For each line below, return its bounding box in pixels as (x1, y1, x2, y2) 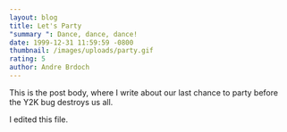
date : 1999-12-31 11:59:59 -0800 (9, 37, 134, 47)
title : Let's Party (9, 21, 82, 30)
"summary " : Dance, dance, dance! (9, 29, 139, 38)
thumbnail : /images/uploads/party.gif (9, 46, 154, 55)
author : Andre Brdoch (9, 63, 90, 72)
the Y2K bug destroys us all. (9, 96, 114, 107)
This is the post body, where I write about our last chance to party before (9, 87, 279, 98)
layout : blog (9, 12, 58, 22)
